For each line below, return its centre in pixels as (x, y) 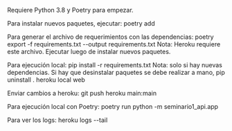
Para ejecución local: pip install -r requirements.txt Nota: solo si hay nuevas (115, 65)
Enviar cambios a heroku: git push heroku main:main (82, 93)
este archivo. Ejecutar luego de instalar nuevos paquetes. (89, 52)
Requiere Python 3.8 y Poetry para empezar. (70, 10)
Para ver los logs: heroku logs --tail (57, 120)
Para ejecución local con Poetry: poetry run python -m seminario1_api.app (113, 106)
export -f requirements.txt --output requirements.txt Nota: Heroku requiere (114, 44)
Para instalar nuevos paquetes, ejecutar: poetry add (81, 23)
